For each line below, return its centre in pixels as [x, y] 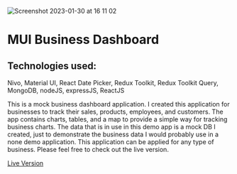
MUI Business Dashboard [83, 40]
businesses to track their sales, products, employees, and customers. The [115, 112]
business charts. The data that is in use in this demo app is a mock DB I [112, 127]
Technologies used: [52, 66]
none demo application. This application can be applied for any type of [111, 142]
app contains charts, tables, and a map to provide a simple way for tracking [117, 119]
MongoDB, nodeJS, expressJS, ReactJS [66, 90]
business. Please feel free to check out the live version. [88, 149]
